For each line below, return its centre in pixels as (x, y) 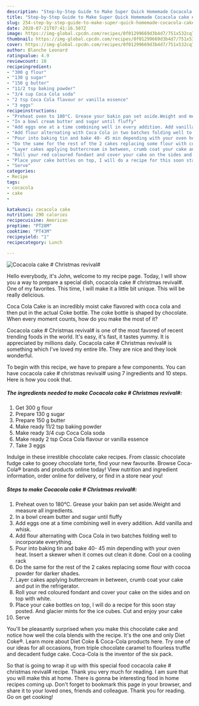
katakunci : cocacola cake (38, 209)
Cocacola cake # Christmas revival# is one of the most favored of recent (95, 330)
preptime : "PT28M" (29, 226)
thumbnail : (20, 39)
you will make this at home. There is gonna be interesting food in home (93, 678)
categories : (21, 171)
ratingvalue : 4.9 (28, 56)
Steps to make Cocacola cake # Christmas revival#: (72, 489)
